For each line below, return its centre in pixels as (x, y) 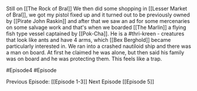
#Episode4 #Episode (32, 70)
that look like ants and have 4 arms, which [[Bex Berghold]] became (88, 40)
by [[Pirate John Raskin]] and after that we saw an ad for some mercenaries (98, 21)
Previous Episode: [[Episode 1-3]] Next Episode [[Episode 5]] (80, 82)
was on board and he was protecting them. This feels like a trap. (84, 59)
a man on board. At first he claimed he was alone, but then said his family (95, 52)
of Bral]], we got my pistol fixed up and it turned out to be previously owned (98, 15)
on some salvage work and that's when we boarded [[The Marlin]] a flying (96, 27)
